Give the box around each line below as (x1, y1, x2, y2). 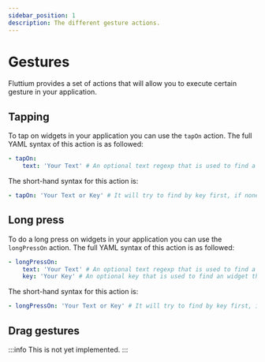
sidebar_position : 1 (8, 11, 77, 20)
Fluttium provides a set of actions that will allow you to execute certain (8, 79, 237, 88)
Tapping (8, 110, 50, 123)
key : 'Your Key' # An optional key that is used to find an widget (22, 273, 248, 281)
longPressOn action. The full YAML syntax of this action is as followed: (8, 242, 235, 252)
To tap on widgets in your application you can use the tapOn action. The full (8, 131, 252, 140)
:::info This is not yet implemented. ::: (8, 345, 129, 354)
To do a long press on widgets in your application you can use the (8, 234, 222, 244)
